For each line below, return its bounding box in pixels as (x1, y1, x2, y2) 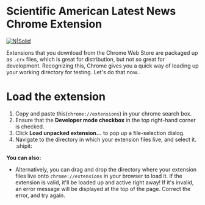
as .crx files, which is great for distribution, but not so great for (6, 55, 165, 63)
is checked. (15, 123, 45, 130)
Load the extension (6, 90, 106, 104)
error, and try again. (15, 192, 65, 199)
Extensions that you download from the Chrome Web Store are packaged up (6, 49, 198, 56)
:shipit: (15, 142, 32, 150)
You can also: (6, 154, 41, 161)
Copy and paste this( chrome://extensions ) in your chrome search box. (15, 109, 192, 117)
